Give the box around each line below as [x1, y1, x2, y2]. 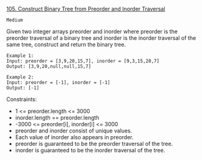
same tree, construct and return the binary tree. [6, 41, 126, 48]
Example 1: [6, 53, 34, 59]
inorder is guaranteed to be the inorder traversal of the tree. [15, 147, 165, 154]
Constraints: [6, 96, 37, 103]
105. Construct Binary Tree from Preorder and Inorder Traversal [6, 6, 166, 12]
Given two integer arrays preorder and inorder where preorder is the [6, 28, 178, 35]
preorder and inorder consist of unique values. [15, 127, 132, 134]
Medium [6, 17, 23, 23]
